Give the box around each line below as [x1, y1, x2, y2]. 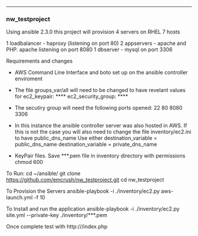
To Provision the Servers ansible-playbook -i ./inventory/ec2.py [6, 188, 160, 195]
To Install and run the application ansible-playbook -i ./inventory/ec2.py [6, 205, 180, 212]
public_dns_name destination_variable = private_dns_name [14, 141, 157, 148]
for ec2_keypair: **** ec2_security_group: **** [14, 93, 128, 100]
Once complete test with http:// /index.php [6, 223, 108, 230]
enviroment [14, 75, 42, 83]
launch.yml [6, 194, 33, 201]
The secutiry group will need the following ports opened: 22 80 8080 [14, 104, 183, 112]
